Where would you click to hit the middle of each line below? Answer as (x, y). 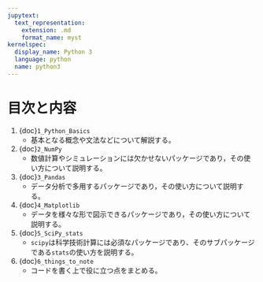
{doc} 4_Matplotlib (49, 205)
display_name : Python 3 (53, 52)
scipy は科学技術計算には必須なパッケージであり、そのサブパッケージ (143, 242)
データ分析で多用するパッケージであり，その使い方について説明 (133, 186)
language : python (43, 60)
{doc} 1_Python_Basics (54, 130)
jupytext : (24, 15)
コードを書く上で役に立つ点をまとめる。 (96, 270)
